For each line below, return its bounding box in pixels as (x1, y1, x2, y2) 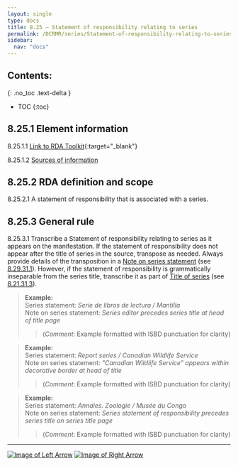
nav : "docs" (13, 43, 50, 50)
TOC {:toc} (17, 102, 50, 111)
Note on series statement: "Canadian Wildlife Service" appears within (24, 359, 229, 367)
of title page (24, 316, 61, 325)
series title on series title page (24, 416, 113, 425)
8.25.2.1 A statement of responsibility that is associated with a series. (7, 195, 209, 203)
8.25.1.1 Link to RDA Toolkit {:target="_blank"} (7, 141, 138, 150)
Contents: (7, 70, 52, 82)
